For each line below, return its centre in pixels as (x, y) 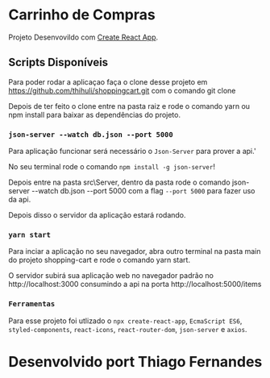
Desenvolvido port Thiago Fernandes (135, 361)
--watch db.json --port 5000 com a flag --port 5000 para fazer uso (143, 191)
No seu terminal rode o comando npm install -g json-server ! (112, 167)
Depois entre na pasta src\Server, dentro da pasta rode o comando (120, 182)
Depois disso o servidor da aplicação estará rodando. (98, 215)
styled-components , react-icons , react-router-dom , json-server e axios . (128, 329)
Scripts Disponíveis (58, 62)
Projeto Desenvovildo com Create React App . (83, 37)
